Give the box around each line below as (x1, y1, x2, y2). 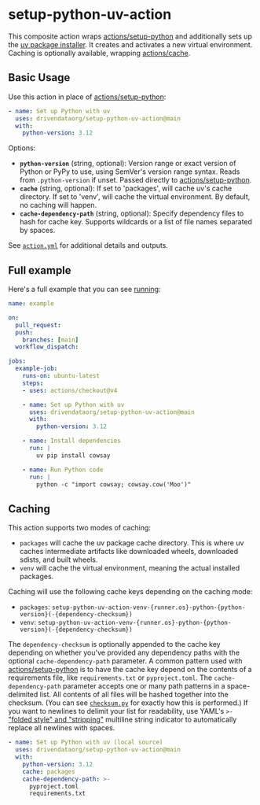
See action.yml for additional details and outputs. (8, 241, 169, 250)
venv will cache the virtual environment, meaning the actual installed (19, 563, 240, 573)
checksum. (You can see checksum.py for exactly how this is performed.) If (8, 698, 249, 707)
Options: (8, 143, 36, 153)
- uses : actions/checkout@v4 (22, 386, 118, 394)
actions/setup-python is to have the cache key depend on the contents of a (8, 665, 253, 674)
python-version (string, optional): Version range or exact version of (19, 159, 236, 168)
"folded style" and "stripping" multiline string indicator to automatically (8, 715, 237, 725)
